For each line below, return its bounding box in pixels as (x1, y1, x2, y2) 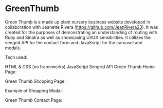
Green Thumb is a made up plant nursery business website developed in (5, 19, 150, 25)
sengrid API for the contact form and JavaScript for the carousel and (5, 39, 143, 45)
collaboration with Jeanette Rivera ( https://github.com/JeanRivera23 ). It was (5, 24, 158, 30)
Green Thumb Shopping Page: (5, 78, 66, 84)
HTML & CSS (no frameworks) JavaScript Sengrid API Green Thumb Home (5, 64, 155, 70)
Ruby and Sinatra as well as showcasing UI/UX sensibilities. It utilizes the (5, 35, 151, 40)
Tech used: (5, 54, 28, 60)
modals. (5, 45, 21, 51)
